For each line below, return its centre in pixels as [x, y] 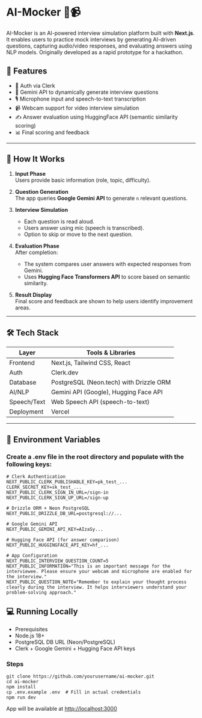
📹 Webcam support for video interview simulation [77, 108]
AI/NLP [19, 392]
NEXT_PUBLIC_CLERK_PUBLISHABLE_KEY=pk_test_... [67, 482]
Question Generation [41, 191]
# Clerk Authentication [36, 477]
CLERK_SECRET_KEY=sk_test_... [44, 487]
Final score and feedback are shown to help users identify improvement [104, 301]
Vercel [60, 412]
